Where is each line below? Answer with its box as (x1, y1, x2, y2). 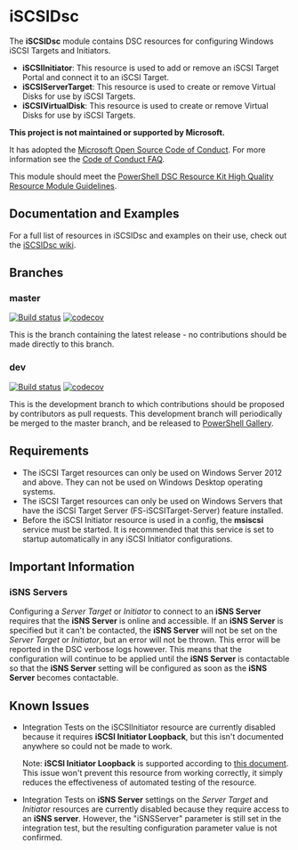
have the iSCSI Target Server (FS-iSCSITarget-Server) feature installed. (21, 505, 284, 516)
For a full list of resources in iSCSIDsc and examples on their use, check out (9, 230, 287, 241)
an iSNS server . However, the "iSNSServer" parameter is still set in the (21, 813, 282, 824)
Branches (9, 266, 64, 281)
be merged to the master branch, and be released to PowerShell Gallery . (9, 417, 274, 429)
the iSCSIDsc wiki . (9, 239, 77, 250)
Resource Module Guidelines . (9, 180, 117, 191)
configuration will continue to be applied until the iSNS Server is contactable (9, 653, 290, 665)
